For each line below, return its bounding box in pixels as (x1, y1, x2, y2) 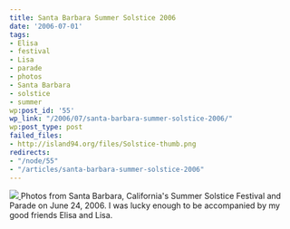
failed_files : (9, 131, 63, 140)
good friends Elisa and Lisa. (9, 210, 113, 221)
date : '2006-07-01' (9, 22, 83, 31)
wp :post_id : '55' (9, 106, 75, 115)
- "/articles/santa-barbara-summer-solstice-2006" (9, 165, 205, 174)
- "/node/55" (9, 156, 59, 166)
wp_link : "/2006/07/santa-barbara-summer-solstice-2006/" (9, 114, 233, 123)
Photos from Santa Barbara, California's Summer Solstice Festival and (20, 191, 282, 202)
